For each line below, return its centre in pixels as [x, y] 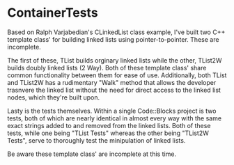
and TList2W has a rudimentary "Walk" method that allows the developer [112, 82]
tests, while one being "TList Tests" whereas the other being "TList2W [108, 133]
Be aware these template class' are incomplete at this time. [92, 154]
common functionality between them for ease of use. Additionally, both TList [117, 75]
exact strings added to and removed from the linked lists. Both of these [109, 125]
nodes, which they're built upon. [53, 97]
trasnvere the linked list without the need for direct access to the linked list [114, 90]
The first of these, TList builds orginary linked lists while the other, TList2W [115, 60]
